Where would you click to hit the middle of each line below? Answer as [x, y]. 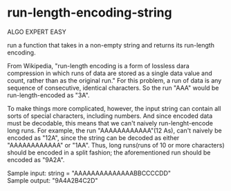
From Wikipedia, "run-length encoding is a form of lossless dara [99, 66]
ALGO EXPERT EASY [37, 32]
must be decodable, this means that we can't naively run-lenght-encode [110, 123]
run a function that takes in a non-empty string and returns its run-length [111, 45]
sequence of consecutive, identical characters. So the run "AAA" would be [113, 88]
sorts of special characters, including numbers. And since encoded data [110, 116]
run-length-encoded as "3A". [48, 95]
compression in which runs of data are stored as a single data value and [110, 73]
